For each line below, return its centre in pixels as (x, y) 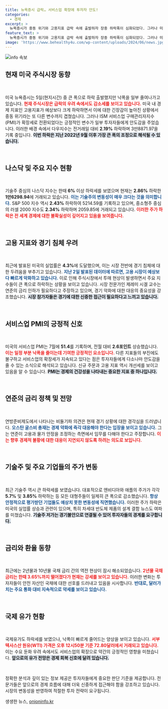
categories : (17, 15)
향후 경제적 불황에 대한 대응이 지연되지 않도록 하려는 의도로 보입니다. (76, 440)
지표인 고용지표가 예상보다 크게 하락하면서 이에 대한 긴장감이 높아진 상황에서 (84, 110)
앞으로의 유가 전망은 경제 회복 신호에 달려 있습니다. (60, 658)
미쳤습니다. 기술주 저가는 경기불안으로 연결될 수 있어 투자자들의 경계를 (78, 515)
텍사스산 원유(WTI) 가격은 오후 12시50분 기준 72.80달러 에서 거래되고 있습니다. (82, 645)
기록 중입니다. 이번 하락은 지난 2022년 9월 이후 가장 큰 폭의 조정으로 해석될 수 (80, 135)
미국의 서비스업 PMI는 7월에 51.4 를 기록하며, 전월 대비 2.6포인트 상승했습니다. (82, 346)
